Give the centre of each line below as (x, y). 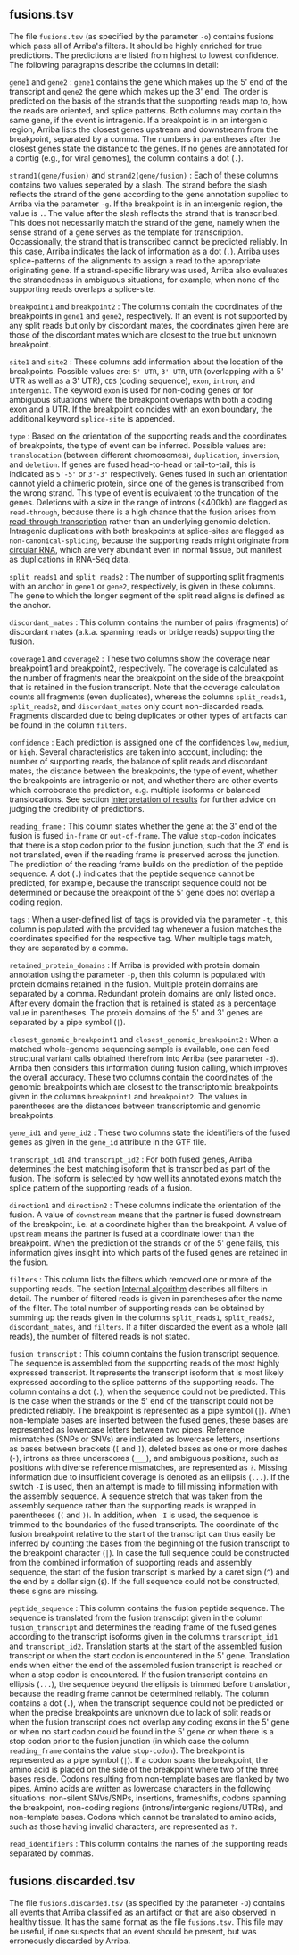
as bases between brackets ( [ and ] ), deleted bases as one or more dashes (148, 1448)
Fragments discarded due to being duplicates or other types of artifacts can (149, 715)
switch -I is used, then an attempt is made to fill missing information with (144, 1486)
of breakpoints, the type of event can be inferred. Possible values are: (137, 445)
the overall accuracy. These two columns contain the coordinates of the (141, 1077)
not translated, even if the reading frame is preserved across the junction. (145, 854)
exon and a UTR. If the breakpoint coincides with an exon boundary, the (141, 409)
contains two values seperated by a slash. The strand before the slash (138, 184)
